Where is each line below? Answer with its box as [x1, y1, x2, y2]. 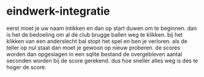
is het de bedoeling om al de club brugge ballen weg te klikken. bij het [6, 31, 183, 38]
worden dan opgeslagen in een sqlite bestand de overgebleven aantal [6, 50, 183, 57]
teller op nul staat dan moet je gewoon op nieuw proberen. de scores [6, 44, 181, 51]
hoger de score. [6, 63, 47, 71]
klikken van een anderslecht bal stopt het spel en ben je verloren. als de [6, 37, 188, 45]
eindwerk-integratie [6, 4, 110, 18]
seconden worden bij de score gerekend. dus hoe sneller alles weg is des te [6, 57, 198, 64]
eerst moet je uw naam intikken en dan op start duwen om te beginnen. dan [6, 24, 197, 32]
